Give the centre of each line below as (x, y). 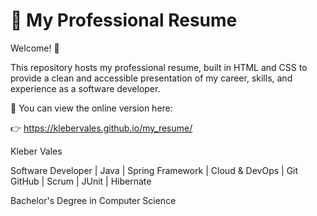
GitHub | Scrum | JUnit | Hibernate (81, 181)
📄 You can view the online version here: (91, 108)
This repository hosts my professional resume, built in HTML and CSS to (159, 67)
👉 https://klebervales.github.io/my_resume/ (101, 128)
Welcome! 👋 (35, 48)
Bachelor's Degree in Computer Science (93, 200)
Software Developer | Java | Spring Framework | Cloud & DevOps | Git (154, 170)
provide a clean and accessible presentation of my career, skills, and (151, 78)
